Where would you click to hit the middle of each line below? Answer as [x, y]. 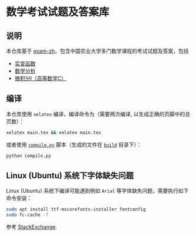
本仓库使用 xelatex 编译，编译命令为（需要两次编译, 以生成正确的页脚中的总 [98, 114]
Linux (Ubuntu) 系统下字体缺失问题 [70, 176]
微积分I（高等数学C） [40, 78]
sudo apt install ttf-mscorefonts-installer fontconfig [76, 209]
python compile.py [29, 156]
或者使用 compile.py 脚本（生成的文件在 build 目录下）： [74, 145]
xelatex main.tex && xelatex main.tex [54, 132]
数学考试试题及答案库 [58, 12]
